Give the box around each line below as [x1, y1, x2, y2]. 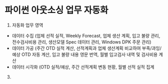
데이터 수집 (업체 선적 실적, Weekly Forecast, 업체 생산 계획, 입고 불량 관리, [12, 32, 160, 38]
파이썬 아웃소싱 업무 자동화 [5, 4, 109, 16]
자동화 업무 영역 [12, 22, 43, 28]
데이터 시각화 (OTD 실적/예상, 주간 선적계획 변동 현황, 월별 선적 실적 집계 [12, 63, 154, 70]
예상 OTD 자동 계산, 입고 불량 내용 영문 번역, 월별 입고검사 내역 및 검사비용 [12, 51, 158, 57]
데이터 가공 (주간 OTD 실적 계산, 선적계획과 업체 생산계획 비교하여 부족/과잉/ [12, 45, 162, 51]
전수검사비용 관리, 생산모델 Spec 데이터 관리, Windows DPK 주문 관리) [12, 38, 152, 45]
